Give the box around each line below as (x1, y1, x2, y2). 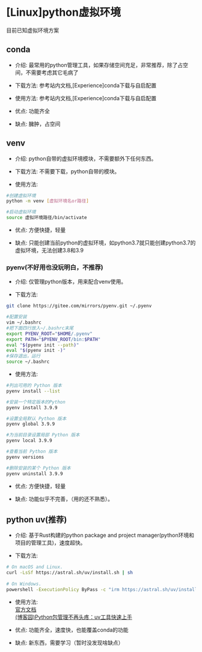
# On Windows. (6, 581, 42, 587)
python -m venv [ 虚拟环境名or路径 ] (6, 198, 89, 204)
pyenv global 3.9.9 (6, 421, 55, 427)
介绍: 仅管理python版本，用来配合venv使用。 (14, 278, 127, 286)
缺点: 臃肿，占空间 (14, 120, 61, 127)
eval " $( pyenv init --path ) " (6, 342, 79, 348)
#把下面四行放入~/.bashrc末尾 (6, 325, 74, 331)
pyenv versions (6, 454, 44, 460)
